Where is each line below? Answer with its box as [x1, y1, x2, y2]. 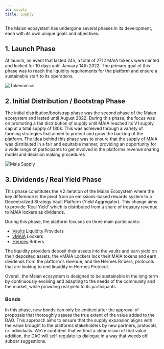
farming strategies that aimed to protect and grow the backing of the [5, 131, 143, 137]
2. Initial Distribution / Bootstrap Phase [5, 97, 126, 105]
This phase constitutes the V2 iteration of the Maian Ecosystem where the [5, 188, 154, 194]
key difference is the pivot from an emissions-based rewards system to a [5, 193, 152, 199]
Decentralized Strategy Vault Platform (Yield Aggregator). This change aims [5, 199, 158, 204]
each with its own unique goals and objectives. [5, 30, 99, 36]
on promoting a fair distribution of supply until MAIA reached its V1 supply [5, 121, 154, 126]
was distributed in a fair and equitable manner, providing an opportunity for [5, 141, 157, 147]
